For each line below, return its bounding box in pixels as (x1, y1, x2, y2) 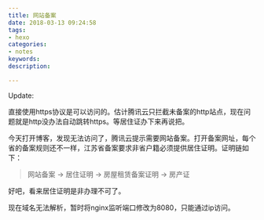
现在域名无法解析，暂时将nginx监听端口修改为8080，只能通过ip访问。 (8, 203, 236, 212)
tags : (8, 26, 26, 34)
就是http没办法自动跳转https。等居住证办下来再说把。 (14, 117, 189, 126)
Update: (8, 91, 35, 100)
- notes (8, 48, 34, 56)
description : (8, 63, 51, 70)
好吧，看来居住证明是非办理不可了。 (8, 186, 126, 196)
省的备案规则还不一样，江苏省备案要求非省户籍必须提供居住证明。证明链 (8, 142, 242, 153)
